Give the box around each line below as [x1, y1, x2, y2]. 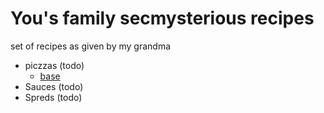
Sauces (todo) [24, 80, 84, 92]
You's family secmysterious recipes [10, 7, 315, 30]
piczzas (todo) [24, 59, 85, 71]
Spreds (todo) [24, 91, 83, 103]
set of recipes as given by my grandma [10, 40, 172, 52]
